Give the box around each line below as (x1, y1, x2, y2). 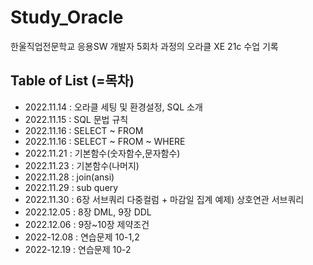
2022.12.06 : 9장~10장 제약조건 (24, 218, 150, 230)
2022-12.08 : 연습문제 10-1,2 (24, 231, 140, 243)
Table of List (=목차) (10, 72, 135, 90)
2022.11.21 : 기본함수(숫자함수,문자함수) (24, 147, 181, 159)
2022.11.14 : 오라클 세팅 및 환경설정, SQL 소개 (24, 101, 203, 113)
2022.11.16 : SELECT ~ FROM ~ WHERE (24, 135, 186, 147)
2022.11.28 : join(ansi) (24, 171, 115, 183)
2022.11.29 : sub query (24, 181, 119, 193)
